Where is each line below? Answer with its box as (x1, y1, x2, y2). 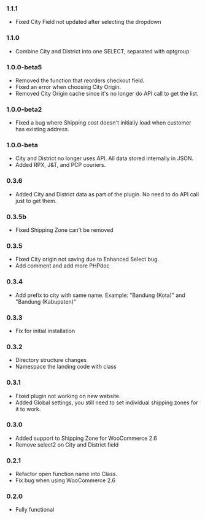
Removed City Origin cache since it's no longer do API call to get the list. (15, 90, 199, 97)
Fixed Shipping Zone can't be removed (15, 226, 114, 234)
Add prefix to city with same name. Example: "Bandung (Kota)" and (15, 291, 185, 299)
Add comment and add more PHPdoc (15, 262, 110, 269)
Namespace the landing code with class (15, 363, 117, 371)
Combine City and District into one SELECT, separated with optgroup (15, 47, 190, 55)
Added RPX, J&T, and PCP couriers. (15, 161, 106, 169)
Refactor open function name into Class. (15, 471, 118, 478)
